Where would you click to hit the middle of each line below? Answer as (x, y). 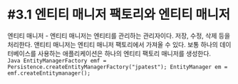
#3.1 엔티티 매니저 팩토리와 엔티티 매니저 (119, 15)
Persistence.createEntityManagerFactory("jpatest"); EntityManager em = (118, 67)
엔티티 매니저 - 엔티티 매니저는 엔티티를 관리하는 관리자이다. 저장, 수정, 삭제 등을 (119, 36)
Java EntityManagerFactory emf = (57, 61)
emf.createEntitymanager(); (49, 73)
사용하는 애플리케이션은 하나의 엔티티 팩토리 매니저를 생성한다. (125, 53)
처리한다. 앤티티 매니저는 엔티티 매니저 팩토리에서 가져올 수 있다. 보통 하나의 (113, 44)
